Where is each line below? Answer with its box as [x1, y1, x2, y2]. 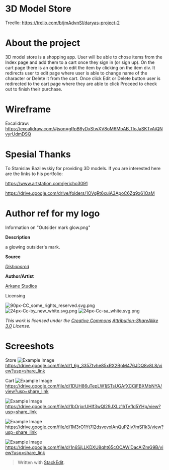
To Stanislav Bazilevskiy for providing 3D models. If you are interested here [5, 165, 161, 171]
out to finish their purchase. [5, 86, 63, 92]
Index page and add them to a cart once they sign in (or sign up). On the [5, 59, 155, 65]
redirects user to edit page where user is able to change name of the [5, 70, 147, 76]
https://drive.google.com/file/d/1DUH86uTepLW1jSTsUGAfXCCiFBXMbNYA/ [5, 383, 162, 389]
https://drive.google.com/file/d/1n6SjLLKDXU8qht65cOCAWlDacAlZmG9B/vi [5, 444, 163, 450]
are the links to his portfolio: [5, 171, 63, 177]
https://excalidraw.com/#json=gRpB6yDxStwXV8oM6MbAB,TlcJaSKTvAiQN [5, 125, 163, 131]
